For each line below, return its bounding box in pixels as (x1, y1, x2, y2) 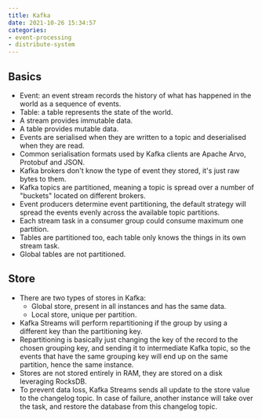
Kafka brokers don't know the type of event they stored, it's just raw (19, 166, 240, 175)
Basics (8, 70, 42, 83)
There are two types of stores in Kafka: (19, 292, 147, 303)
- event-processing (8, 33, 72, 42)
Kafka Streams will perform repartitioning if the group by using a (19, 318, 227, 327)
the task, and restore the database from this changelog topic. (19, 402, 218, 411)
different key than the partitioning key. (19, 326, 143, 336)
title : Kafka (8, 11, 51, 20)
